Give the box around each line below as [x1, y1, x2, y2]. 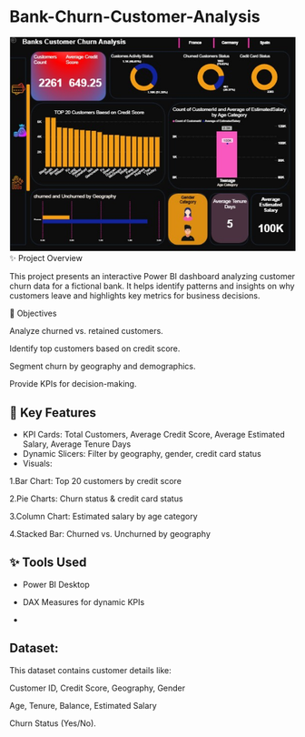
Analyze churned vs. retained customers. [9, 326, 163, 337]
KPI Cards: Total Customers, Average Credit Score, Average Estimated [22, 429, 285, 440]
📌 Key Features [9, 405, 97, 420]
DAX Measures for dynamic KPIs [22, 596, 145, 607]
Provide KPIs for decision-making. [9, 379, 137, 389]
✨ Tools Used [9, 555, 87, 570]
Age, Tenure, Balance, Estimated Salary [9, 700, 157, 711]
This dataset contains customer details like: [9, 664, 172, 675]
